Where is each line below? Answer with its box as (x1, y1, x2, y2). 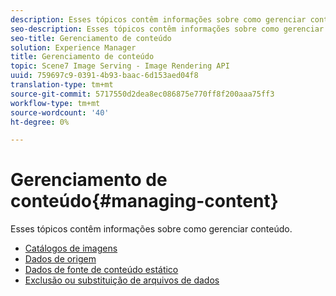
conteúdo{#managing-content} (10, 190, 279, 213)
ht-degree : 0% (10, 117, 70, 127)
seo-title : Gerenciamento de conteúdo (10, 33, 172, 43)
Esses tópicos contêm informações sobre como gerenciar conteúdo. (10, 223, 293, 235)
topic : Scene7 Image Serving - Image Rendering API (10, 61, 230, 71)
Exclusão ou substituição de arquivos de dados (24, 274, 220, 286)
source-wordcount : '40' (10, 107, 110, 118)
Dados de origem (24, 253, 97, 265)
